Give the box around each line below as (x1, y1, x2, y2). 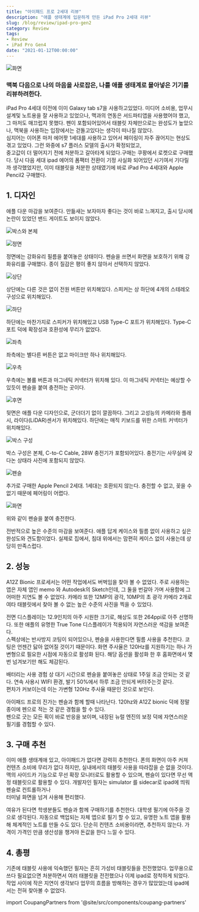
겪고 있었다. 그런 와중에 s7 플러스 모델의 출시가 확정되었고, (6, 142, 141, 149)
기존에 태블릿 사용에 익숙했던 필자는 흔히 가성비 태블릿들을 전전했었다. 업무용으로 (6, 864, 194, 872)
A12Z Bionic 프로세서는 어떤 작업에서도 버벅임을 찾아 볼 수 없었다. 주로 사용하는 (6, 578, 190, 585)
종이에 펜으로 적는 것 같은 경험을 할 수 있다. (6, 705, 106, 713)
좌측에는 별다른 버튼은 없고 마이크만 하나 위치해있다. (6, 351, 127, 358)
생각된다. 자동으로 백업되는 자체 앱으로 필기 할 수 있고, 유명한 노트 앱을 (17, 814, 180, 821)
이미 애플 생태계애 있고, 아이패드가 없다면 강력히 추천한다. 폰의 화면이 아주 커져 (6, 757, 188, 764)
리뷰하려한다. (6, 90, 42, 98)
